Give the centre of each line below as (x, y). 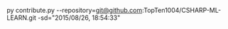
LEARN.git (22, 18)
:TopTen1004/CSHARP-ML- (181, 10)
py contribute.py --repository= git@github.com (75, 10)
